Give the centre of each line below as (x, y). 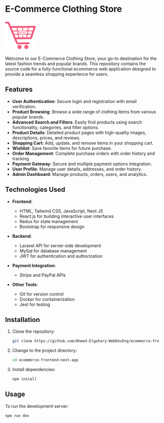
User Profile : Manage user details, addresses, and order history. (77, 169)
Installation (23, 320)
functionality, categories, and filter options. (56, 127)
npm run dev (17, 416)
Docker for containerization (47, 299)
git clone (22, 341)
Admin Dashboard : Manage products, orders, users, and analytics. (80, 174)
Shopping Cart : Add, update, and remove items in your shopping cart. (83, 143)
